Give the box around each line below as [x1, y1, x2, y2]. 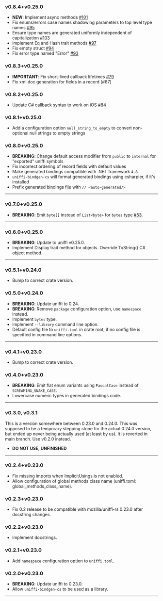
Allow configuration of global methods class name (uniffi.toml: [12, 478, 137, 484]
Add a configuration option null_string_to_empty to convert [12, 125, 132, 131]
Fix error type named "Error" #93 [12, 50, 79, 56]
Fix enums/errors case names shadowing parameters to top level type [12, 19, 152, 25]
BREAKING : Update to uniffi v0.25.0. [12, 240, 85, 245]
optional [12, 130, 29, 136]
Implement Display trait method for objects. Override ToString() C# [12, 245, 146, 251]
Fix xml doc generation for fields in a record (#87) [12, 79, 112, 84]
